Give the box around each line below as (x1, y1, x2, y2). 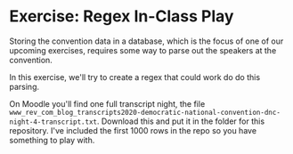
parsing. (9, 81, 40, 92)
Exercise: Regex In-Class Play (9, 6, 234, 27)
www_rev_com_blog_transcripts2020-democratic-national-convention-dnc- (9, 108, 281, 117)
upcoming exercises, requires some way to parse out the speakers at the (9, 45, 277, 55)
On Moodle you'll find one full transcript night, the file (9, 98, 206, 109)
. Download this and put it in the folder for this (96, 116, 265, 126)
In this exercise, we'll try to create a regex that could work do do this (9, 71, 261, 82)
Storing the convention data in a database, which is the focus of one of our (9, 36, 284, 46)
